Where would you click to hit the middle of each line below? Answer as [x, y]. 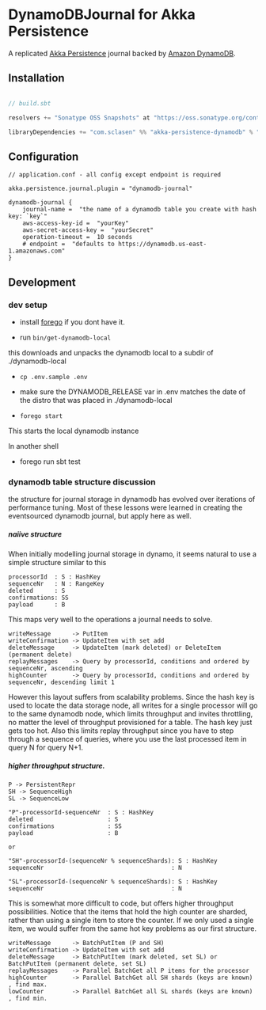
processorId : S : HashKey [55, 577]
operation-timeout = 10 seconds [78, 237]
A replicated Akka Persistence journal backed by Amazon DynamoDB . [122, 53]
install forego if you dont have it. [72, 321]
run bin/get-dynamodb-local [65, 337]
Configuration [44, 156]
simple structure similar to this [57, 563]
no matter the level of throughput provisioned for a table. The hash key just [130, 723]
